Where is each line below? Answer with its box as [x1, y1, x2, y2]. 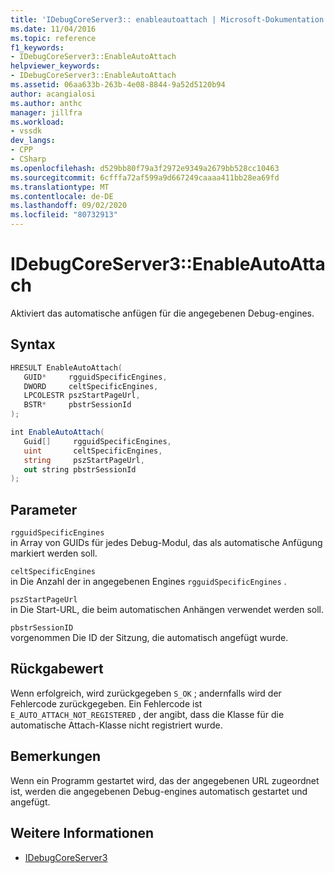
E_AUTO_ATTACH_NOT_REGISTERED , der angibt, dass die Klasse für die [10, 708, 285, 720]
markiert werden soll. [10, 547, 98, 560]
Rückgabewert [10, 661, 104, 678]
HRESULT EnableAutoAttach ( [10, 362, 123, 373]
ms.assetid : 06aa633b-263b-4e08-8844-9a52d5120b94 [10, 80, 226, 90]
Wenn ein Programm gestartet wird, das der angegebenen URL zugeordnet [10, 774, 320, 786]
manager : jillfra [10, 107, 83, 118]
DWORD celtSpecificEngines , [23, 381, 159, 391]
